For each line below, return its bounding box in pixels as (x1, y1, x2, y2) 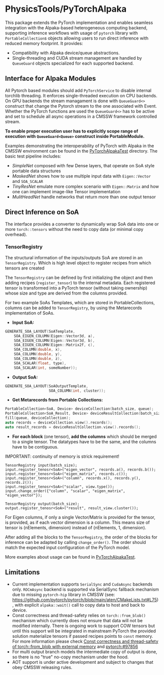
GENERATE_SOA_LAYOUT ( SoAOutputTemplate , (5, 383, 89, 388)
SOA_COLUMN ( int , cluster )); (48, 388, 106, 393)
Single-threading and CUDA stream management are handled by (12, 55, 143, 61)
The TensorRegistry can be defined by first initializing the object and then (5, 274, 153, 280)
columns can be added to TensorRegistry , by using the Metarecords (5, 305, 143, 311)
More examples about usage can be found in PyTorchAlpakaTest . (5, 554, 136, 560)
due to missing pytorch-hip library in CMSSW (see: (12, 591, 115, 597)
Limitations (5, 568, 40, 577)
